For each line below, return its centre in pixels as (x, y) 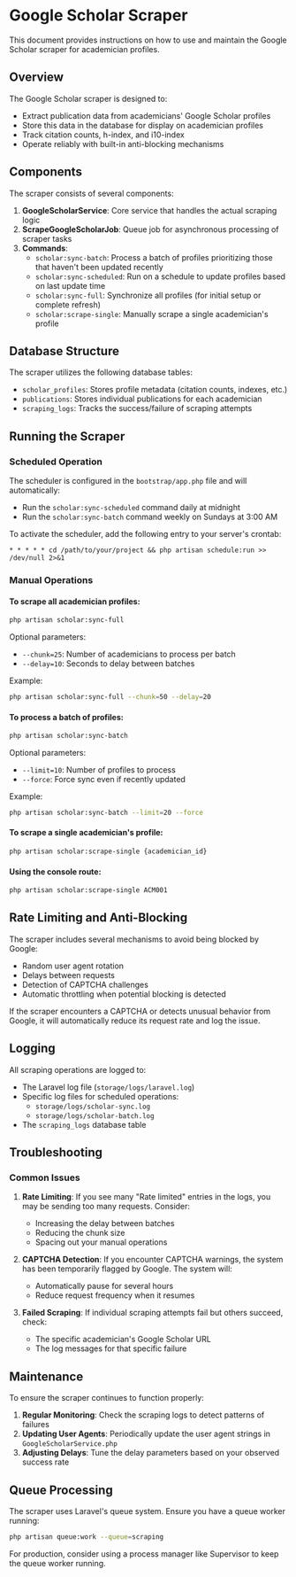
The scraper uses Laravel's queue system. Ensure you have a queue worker (147, 1511)
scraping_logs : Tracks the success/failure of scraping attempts (137, 408)
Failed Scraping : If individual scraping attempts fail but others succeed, (152, 1313)
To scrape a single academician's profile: (86, 833)
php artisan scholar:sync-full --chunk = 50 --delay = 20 (110, 697)
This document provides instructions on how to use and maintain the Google (148, 40)
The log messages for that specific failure (111, 1348)
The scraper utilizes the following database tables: (101, 372)
